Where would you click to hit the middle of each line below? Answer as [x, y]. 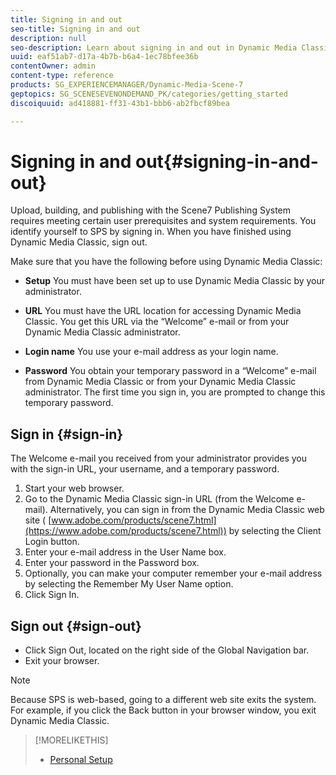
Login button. [52, 542]
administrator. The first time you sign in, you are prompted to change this [175, 392]
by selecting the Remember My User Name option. [129, 584]
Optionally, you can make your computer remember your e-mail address [173, 573]
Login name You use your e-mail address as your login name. [151, 352]
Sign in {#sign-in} [67, 434]
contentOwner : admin [53, 66]
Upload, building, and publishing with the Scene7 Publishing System [151, 210]
